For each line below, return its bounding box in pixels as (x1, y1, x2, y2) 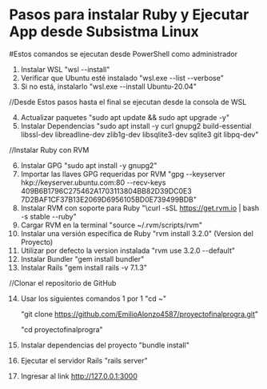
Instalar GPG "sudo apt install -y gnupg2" (20, 160, 157, 170)
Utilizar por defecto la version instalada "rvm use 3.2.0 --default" (20, 246, 235, 255)
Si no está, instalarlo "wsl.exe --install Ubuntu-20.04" (20, 82, 197, 91)
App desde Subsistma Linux (9, 22, 199, 41)
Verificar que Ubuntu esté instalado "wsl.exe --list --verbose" (20, 73, 225, 82)
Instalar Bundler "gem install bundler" (20, 254, 145, 263)
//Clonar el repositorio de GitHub (9, 278, 117, 287)
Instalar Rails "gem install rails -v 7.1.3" (20, 263, 147, 272)
